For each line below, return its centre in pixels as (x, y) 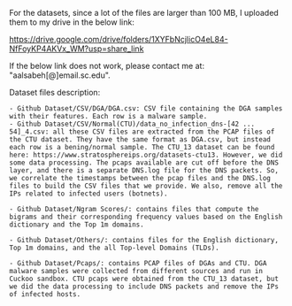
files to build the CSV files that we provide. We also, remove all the (146, 186)
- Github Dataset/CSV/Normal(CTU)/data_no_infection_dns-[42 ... (132, 124)
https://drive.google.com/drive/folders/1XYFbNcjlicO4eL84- (119, 39)
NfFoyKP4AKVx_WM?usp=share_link (77, 49)
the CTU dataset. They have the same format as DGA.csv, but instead (140, 140)
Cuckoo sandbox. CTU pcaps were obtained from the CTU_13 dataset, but (144, 279)
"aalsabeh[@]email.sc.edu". (60, 75)
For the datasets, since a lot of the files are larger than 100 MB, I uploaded (144, 13)
